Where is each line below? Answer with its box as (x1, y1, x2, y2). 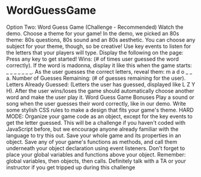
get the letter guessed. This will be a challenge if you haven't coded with (6, 119, 186, 126)
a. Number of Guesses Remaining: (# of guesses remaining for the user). (6, 74, 186, 82)
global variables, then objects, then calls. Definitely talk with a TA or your (6, 157, 186, 164)
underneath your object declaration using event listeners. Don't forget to (6, 145, 185, 152)
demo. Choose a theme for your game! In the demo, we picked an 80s (6, 29, 179, 37)
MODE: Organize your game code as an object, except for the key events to (6, 112, 193, 120)
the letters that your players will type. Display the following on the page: (6, 49, 184, 56)
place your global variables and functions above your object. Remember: (6, 151, 186, 158)
